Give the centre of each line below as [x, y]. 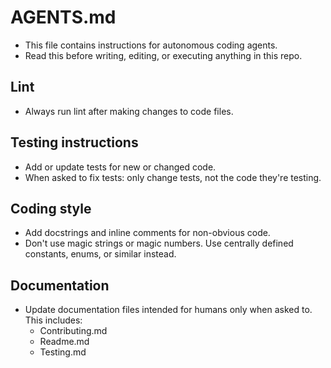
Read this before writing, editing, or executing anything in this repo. [163, 55]
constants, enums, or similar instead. [100, 254]
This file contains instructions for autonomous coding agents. [151, 45]
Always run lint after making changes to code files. [129, 111]
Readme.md [64, 342]
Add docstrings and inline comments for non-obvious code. [147, 233]
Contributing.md [73, 331]
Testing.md [63, 352]
